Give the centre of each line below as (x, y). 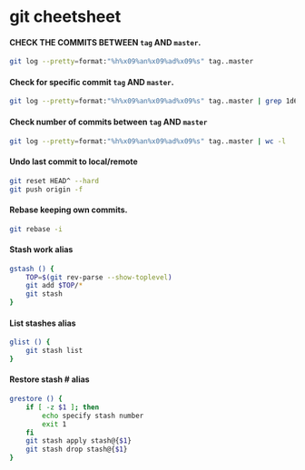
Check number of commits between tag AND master (108, 122)
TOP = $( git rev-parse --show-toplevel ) (99, 277)
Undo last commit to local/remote (74, 162)
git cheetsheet (65, 17)
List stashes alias (43, 323)
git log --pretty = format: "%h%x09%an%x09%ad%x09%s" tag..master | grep (146, 102)
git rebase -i (36, 229)
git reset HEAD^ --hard (54, 181)
